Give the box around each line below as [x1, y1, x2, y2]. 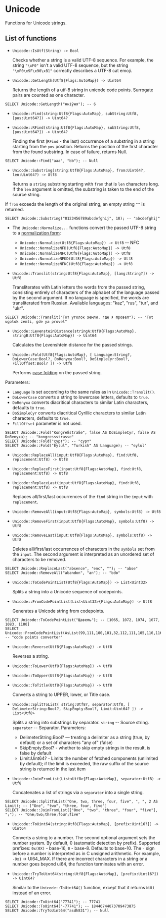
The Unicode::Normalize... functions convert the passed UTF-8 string [12, 225, 157, 230]
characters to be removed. [12, 556, 67, 562]
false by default [19, 750, 52, 756]
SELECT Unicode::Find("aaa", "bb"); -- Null [5, 158, 98, 163]
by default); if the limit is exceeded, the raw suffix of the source [19, 760, 149, 766]
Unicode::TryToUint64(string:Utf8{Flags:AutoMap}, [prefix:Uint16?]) [12, 871, 159, 876]
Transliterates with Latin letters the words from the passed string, [12, 284, 146, 290]
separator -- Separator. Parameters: [12, 725, 86, 731]
